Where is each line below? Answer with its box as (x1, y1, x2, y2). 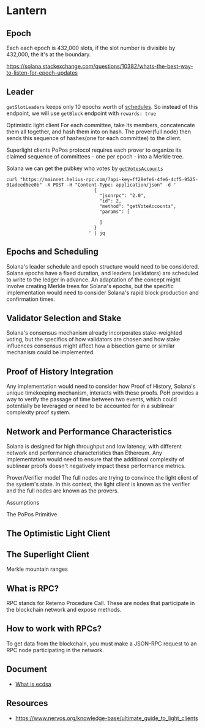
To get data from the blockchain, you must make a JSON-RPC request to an (6, 640, 197, 647)
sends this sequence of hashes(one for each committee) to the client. (6, 134, 182, 141)
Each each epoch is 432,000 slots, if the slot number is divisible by (6, 44, 176, 51)
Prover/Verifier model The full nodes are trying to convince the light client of (6, 474, 199, 481)
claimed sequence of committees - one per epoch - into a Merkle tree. (6, 152, 184, 160)
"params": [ (99, 209, 130, 215)
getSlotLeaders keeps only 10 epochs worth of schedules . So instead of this (6, 103, 198, 110)
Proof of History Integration (6, 366, 113, 377)
